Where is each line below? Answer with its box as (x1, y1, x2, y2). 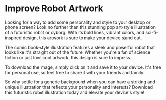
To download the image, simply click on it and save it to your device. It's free (5, 64, 161, 70)
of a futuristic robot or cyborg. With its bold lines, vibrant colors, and (5, 29, 145, 35)
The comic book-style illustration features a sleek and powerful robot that (5, 44, 155, 50)
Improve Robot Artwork (5, 3, 104, 14)
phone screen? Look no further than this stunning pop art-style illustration (5, 24, 156, 30)
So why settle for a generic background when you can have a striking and (5, 79, 156, 85)
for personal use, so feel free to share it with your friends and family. (5, 69, 145, 75)
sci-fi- (145, 29, 158, 35)
